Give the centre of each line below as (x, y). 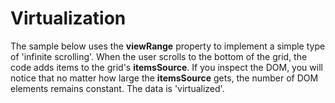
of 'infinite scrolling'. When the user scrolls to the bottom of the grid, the (159, 56)
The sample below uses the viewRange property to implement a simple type (168, 46)
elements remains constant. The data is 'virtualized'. (117, 88)
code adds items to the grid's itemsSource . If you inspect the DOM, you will (166, 67)
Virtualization (68, 18)
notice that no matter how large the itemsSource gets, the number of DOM (164, 78)
